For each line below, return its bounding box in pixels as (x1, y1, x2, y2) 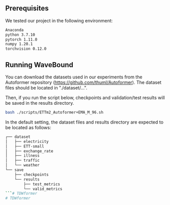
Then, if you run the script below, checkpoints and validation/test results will (5, 95, 165, 101)
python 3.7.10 (5, 32, 36, 37)
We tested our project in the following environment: (5, 17, 113, 23)
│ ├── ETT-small (5, 143, 44, 149)
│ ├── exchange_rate (5, 149, 53, 154)
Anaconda (5, 27, 24, 33)
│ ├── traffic (5, 158, 40, 163)
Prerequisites (5, 4, 49, 13)
